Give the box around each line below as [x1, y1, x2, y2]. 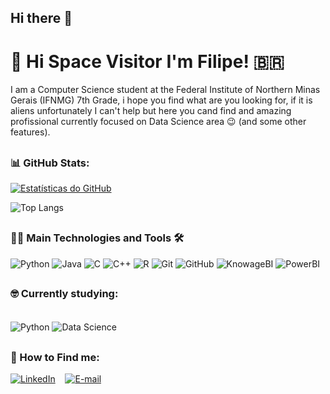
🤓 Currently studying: [10, 287, 119, 301]
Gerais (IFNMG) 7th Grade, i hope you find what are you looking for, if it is [10, 94, 313, 106]
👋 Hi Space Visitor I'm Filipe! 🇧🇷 [10, 50, 285, 73]
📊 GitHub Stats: [10, 156, 90, 170]
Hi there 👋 [10, 10, 73, 27]
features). [10, 126, 51, 138]
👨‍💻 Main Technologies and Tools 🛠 [10, 231, 185, 245]
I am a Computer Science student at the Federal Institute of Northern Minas [10, 84, 321, 96]
